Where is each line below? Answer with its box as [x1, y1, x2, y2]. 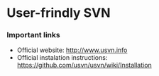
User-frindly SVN [6, 5, 111, 21]
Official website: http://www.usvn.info [16, 46, 128, 54]
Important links [6, 30, 61, 40]
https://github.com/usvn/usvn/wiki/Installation [16, 61, 152, 70]
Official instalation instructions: [16, 53, 108, 62]
